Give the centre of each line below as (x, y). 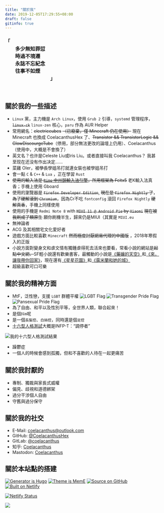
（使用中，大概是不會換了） (40, 150)
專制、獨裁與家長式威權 (36, 383)
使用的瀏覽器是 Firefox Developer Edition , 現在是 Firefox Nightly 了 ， (85, 193)
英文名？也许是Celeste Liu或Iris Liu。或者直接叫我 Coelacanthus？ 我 (82, 156)
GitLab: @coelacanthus (36, 441)
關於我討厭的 (24, 370)
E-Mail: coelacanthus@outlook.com (48, 430)
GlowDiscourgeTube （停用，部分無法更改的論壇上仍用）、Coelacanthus (84, 144)
